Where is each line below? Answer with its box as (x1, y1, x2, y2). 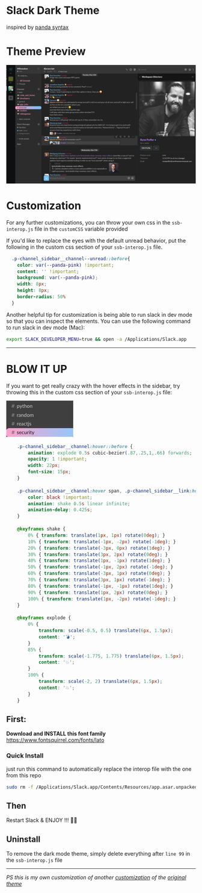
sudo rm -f (6, 784, 34, 790)
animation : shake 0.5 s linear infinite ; (28, 500, 130, 506)
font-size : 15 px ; (28, 469, 71, 475)
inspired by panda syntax (6, 23, 69, 31)
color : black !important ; (28, 494, 93, 500)
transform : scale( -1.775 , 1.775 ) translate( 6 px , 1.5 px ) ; (38, 653, 185, 659)
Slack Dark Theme (6, 4, 100, 17)
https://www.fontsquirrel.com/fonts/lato (6, 736, 105, 744)
